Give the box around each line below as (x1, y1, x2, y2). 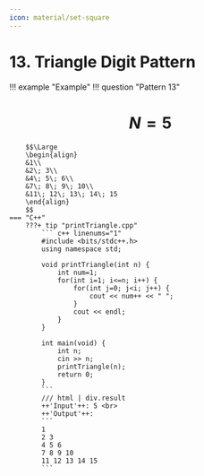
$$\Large (25, 143, 58, 151)
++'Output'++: (41, 409, 94, 418)
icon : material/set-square (9, 13, 110, 22)
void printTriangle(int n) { (41, 260, 150, 269)
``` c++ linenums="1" (41, 229, 123, 238)
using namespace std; (41, 244, 123, 254)
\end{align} (25, 197, 70, 206)
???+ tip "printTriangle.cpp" (25, 221, 139, 229)
